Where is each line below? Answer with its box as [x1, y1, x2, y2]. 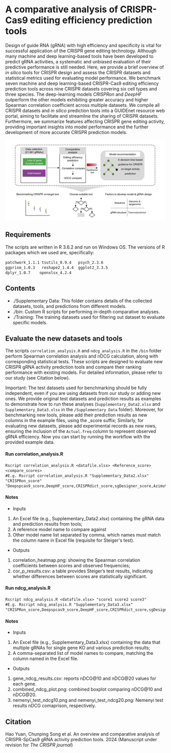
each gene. [12, 681, 37, 687]
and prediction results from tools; [12, 521, 83, 527]
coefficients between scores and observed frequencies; [12, 562, 131, 568]
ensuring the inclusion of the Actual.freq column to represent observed [5, 428, 156, 434]
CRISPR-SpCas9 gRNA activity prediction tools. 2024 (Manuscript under [5, 736, 157, 742]
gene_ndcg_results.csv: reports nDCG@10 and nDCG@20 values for [12, 675, 156, 681]
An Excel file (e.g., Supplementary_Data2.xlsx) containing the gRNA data [12, 515, 164, 521]
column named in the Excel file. [12, 656, 79, 662]
